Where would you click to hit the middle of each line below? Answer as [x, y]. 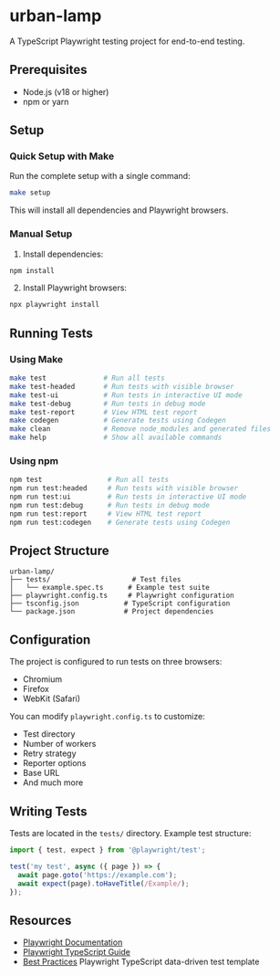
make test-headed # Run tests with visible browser [122, 386]
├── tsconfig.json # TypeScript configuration [120, 603]
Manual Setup [41, 234]
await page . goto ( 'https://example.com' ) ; [98, 875]
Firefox [36, 689]
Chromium [42, 679]
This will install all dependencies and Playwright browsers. [119, 210]
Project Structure [59, 550]
